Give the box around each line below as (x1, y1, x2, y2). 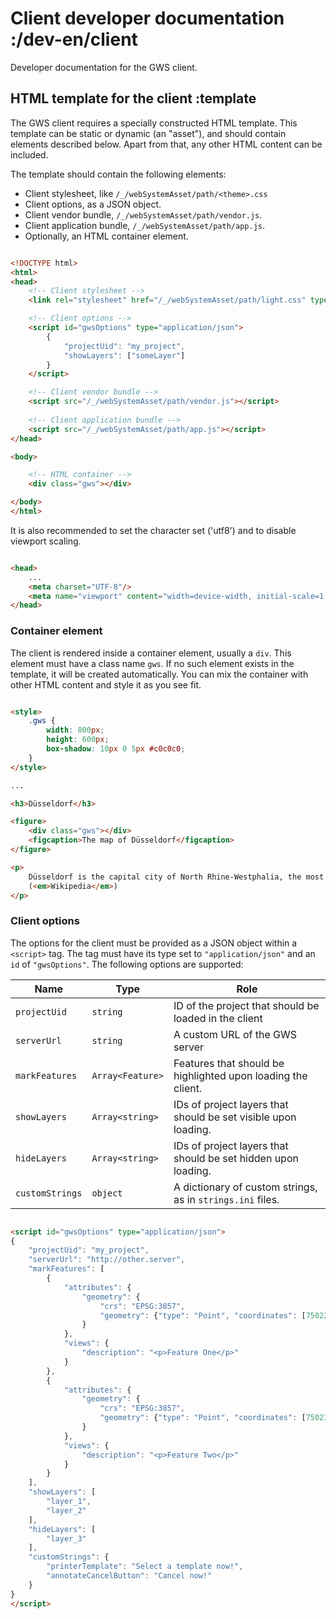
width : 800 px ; (46, 725, 105, 736)
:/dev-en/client (10, 28, 138, 51)
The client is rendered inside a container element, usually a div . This (10, 647, 292, 659)
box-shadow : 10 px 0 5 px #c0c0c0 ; (46, 744, 186, 754)
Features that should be (173, 1056, 285, 1070)
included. (10, 148, 49, 161)
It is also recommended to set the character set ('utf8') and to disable (10, 524, 297, 536)
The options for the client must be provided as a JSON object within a (10, 937, 298, 949)
